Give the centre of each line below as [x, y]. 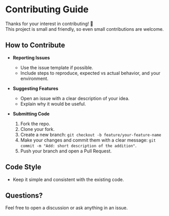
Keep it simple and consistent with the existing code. [68, 179]
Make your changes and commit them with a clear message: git [88, 140]
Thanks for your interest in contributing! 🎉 [49, 24]
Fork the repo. [35, 124]
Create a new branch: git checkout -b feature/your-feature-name [91, 134]
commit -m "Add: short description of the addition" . [78, 145]
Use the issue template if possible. [57, 67]
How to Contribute [35, 45]
